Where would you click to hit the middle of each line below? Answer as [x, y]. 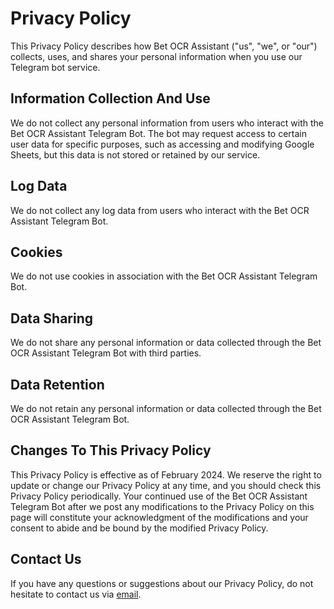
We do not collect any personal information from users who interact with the [167, 123]
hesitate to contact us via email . [76, 594]
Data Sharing [52, 318]
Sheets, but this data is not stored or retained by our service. [135, 154]
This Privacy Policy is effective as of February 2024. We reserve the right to [166, 474]
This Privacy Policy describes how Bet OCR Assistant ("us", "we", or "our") [164, 46]
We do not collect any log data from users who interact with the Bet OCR [160, 210]
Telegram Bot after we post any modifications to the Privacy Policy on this [162, 506]
